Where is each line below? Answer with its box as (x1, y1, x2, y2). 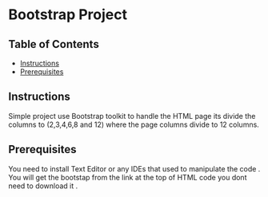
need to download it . (8, 181, 78, 191)
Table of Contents (8, 37, 100, 51)
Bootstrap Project (8, 6, 128, 24)
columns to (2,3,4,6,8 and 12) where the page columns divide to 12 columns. (8, 120, 260, 129)
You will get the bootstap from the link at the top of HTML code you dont (8, 172, 247, 182)
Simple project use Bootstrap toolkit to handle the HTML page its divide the (8, 111, 256, 120)
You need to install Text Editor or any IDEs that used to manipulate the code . (8, 164, 261, 173)
